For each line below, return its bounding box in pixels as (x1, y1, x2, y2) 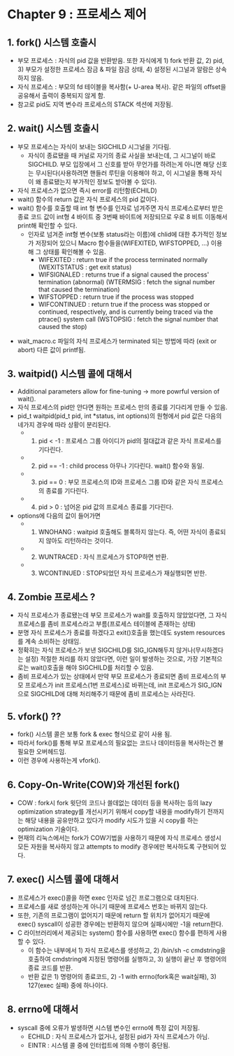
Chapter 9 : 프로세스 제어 (7, 6, 147, 22)
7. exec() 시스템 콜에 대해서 (7, 873, 119, 886)
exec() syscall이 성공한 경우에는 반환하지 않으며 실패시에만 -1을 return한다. (17, 919, 224, 928)
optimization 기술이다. (17, 825, 80, 833)
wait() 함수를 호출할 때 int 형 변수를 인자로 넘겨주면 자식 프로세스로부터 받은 (17, 204, 224, 212)
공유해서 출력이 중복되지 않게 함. (17, 92, 105, 99)
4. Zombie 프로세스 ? (7, 591, 96, 603)
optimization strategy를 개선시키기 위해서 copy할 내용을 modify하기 (17, 807, 206, 816)
